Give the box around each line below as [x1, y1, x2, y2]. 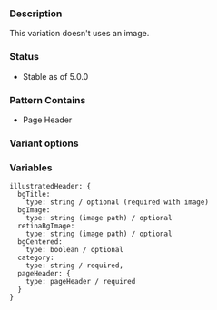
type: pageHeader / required [25, 277, 136, 286]
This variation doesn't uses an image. [9, 28, 150, 39]
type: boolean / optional [25, 246, 124, 255]
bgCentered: [17, 237, 64, 247]
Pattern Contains [9, 93, 86, 106]
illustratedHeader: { [9, 182, 92, 191]
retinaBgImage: [17, 221, 75, 231]
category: [17, 253, 54, 263]
